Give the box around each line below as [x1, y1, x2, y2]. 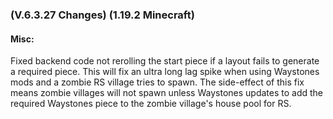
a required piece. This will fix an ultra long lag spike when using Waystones [10, 66, 320, 78]
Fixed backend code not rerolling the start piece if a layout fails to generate [10, 55, 320, 67]
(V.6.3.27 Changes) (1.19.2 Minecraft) [10, 8, 195, 22]
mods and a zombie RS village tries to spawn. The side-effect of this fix [10, 76, 305, 88]
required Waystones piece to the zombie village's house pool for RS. [10, 98, 292, 110]
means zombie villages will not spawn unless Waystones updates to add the [10, 87, 323, 99]
